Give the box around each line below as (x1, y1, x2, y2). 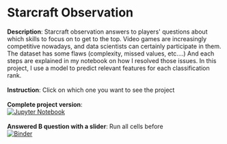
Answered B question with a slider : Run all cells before (7, 122, 163, 130)
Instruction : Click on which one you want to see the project (7, 86, 175, 94)
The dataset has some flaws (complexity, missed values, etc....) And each (7, 49, 215, 58)
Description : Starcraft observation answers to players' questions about (7, 27, 208, 36)
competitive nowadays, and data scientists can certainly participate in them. (7, 42, 222, 50)
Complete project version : (7, 100, 83, 108)
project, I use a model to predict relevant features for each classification (7, 64, 210, 72)
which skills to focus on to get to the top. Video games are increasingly (7, 34, 207, 43)
